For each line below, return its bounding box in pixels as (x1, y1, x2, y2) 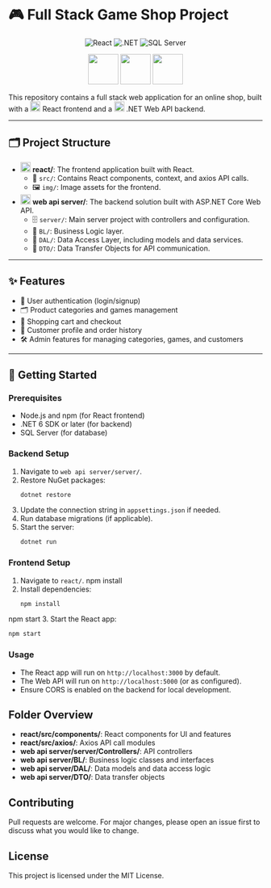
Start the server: (19, 522, 75, 532)
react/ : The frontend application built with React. (31, 164, 195, 174)
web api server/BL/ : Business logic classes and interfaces (19, 755, 215, 765)
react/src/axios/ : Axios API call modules (19, 738, 156, 747)
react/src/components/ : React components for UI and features (19, 730, 231, 739)
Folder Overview (8, 708, 94, 722)
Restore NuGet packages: (19, 475, 106, 485)
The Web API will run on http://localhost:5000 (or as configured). (19, 675, 242, 686)
